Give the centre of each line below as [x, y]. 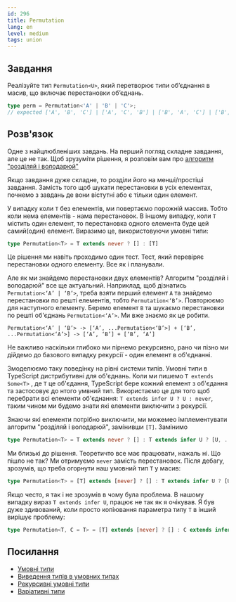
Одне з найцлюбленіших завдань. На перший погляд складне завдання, [115, 151]
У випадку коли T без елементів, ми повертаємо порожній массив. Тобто [118, 208]
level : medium [28, 33]
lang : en [20, 27]
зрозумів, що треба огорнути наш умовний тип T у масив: [94, 468]
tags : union [25, 40]
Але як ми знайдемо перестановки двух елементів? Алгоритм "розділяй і [118, 278]
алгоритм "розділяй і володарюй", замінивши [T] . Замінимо [98, 427]
